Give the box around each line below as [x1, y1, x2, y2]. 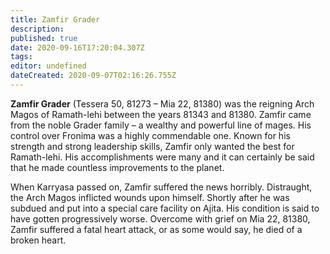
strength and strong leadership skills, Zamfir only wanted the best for [10, 140, 295, 152]
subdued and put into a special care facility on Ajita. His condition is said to [10, 202, 320, 214]
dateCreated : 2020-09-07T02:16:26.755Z [10, 71, 177, 81]
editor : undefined [10, 61, 87, 71]
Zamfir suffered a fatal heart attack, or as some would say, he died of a [10, 223, 303, 235]
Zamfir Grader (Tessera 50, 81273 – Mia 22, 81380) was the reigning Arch [10, 97, 315, 110]
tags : [10, 52, 33, 62]
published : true [10, 33, 78, 43]
